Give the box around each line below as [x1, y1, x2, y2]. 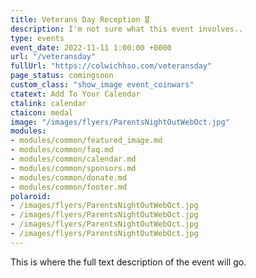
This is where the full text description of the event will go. [10, 256, 247, 268]
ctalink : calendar [10, 98, 87, 108]
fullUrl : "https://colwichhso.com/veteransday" [10, 61, 213, 71]
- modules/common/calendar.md [10, 154, 137, 164]
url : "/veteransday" [10, 52, 97, 62]
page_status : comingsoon [10, 71, 114, 81]
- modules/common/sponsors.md [10, 163, 137, 173]
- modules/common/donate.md [10, 172, 128, 183]
